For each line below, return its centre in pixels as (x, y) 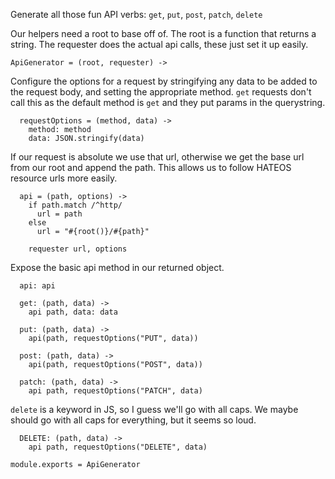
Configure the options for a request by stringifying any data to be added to (164, 81)
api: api (37, 286)
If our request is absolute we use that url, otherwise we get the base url (157, 157)
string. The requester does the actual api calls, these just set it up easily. (159, 44)
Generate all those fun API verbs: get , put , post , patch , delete (136, 14)
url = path (59, 214)
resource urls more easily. (64, 178)
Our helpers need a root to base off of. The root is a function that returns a (163, 33)
